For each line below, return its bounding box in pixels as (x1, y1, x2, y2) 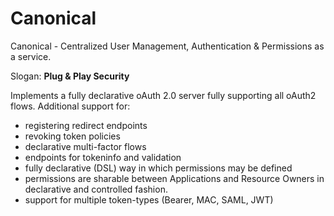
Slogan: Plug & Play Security (10, 70, 130, 82)
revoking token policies (24, 130, 121, 142)
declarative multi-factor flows (24, 140, 147, 152)
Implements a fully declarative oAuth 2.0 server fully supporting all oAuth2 (10, 89, 317, 101)
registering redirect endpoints (24, 119, 148, 131)
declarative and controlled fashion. (24, 183, 168, 195)
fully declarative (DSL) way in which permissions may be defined (24, 162, 293, 174)
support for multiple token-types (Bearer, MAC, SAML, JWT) (24, 193, 274, 206)
